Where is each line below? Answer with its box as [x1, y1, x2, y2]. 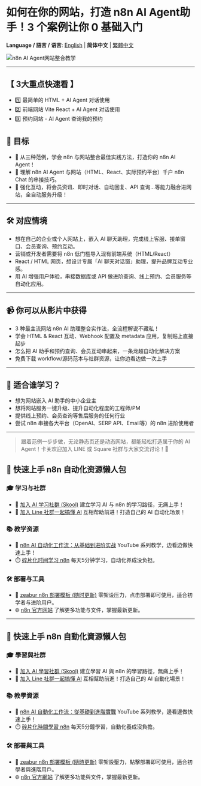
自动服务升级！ [31, 190, 68, 198]
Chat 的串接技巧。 [14, 175, 60, 183]
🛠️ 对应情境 [6, 216, 48, 226]
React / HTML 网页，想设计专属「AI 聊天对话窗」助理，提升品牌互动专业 [14, 258, 193, 265]
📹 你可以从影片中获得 [6, 305, 87, 315]
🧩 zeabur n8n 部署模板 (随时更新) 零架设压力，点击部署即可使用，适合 [14, 591, 187, 599]
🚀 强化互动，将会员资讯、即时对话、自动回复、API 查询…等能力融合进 [14, 183, 187, 190]
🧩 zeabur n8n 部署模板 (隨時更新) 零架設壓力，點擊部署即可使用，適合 [14, 758, 187, 766]
